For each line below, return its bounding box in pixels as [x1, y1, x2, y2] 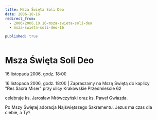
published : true [5, 34, 38, 39]
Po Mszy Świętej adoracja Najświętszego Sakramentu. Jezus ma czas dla [5, 104, 152, 110]
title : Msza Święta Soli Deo [5, 7, 64, 12]
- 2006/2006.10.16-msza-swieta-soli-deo [9, 20, 92, 26]
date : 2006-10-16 [5, 12, 40, 17]
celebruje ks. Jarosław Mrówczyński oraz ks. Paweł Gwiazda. [5, 95, 128, 101]
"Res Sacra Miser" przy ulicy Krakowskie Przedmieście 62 [5, 86, 122, 91]
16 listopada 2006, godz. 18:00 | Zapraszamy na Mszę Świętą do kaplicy [5, 80, 150, 86]
